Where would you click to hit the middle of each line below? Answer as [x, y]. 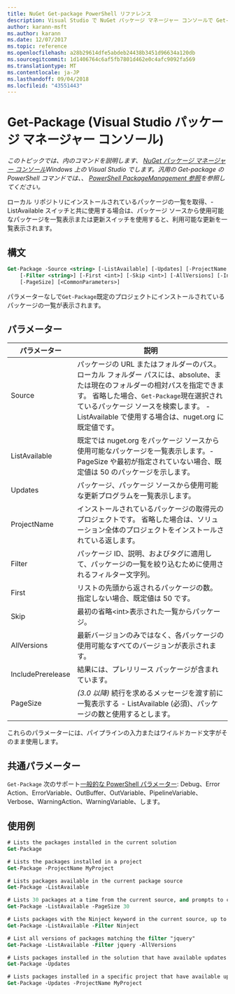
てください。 [26, 187]
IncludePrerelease [41, 674]
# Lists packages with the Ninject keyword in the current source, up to [117, 920]
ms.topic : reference [37, 46]
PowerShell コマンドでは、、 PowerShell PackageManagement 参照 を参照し [116, 178]
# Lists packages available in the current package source [95, 881]
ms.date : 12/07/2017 [37, 40]
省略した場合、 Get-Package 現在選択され [157, 396]
